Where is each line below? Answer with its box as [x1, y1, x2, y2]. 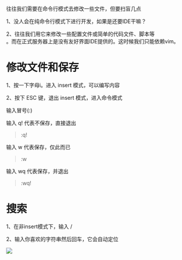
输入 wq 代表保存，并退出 [6, 167, 69, 175]
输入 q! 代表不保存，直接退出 [6, 119, 76, 126]
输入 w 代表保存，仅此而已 [6, 143, 71, 150]
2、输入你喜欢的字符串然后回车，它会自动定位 [6, 235, 119, 242]
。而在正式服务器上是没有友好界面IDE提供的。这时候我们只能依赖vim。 [6, 38, 179, 45]
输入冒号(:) [6, 106, 33, 114]
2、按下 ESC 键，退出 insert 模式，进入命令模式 [6, 94, 123, 101]
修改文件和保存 [6, 61, 79, 74]
